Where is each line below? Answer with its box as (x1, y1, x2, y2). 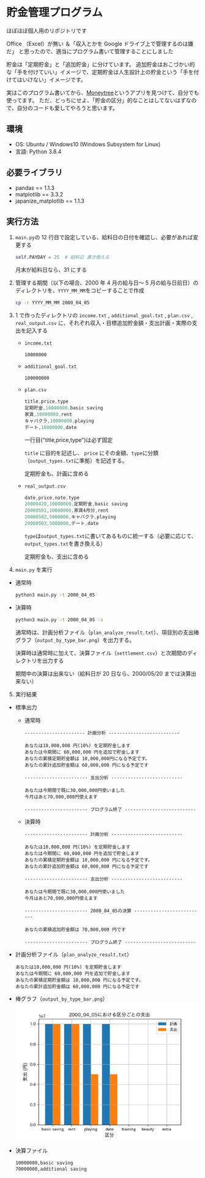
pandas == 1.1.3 (15, 184, 55, 192)
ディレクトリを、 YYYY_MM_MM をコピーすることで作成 (15, 287, 145, 294)
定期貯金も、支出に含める (24, 553, 89, 560)
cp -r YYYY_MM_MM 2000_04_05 (15, 300, 90, 306)
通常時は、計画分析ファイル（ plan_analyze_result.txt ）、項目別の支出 (15, 628, 194, 636)
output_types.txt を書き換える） (24, 540, 106, 547)
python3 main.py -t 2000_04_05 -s (15, 616, 103, 623)
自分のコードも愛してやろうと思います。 (17, 104, 118, 111)
